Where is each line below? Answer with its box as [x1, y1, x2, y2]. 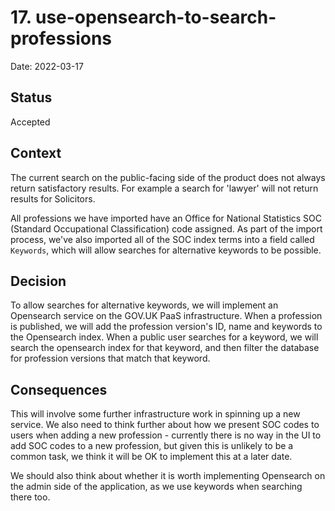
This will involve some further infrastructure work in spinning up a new [10, 408, 301, 420]
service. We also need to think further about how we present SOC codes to [10, 419, 320, 431]
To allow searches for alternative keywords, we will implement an [10, 299, 279, 311]
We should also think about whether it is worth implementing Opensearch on [10, 470, 326, 482]
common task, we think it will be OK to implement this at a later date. [10, 451, 293, 463]
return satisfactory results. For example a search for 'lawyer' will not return [10, 182, 319, 194]
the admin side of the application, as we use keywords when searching [10, 481, 303, 493]
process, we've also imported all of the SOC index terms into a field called [10, 233, 315, 245]
